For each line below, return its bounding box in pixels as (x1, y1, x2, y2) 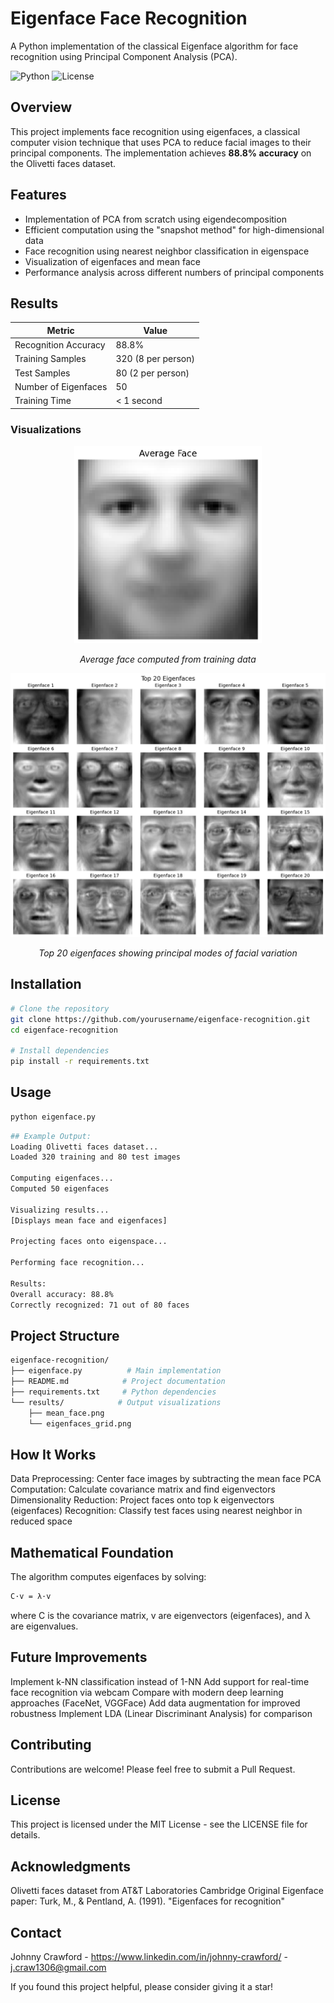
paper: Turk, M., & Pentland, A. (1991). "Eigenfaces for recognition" (10, 1895, 286, 1907)
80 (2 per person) (115, 367, 190, 379)
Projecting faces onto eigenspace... (10, 1237, 168, 1247)
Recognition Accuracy (14, 339, 106, 351)
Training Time (14, 395, 72, 407)
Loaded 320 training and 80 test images (10, 1152, 182, 1162)
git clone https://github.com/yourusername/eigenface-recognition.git (10, 1014, 311, 1024)
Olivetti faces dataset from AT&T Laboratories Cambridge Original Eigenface (10, 1885, 324, 1897)
